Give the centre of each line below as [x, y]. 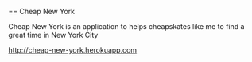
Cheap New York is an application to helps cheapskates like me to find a [126, 26]
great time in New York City [53, 35]
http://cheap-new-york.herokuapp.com [73, 50]
